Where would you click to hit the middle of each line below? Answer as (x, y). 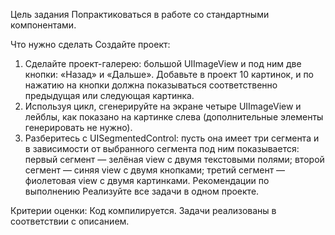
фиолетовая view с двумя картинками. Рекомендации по (147, 180)
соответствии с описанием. (70, 221)
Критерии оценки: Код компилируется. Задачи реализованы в (143, 210)
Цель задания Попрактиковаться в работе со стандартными (140, 14)
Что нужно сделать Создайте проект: (90, 44)
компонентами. (43, 25)
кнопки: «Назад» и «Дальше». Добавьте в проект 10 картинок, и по (169, 74)
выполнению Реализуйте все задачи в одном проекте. (142, 191)
